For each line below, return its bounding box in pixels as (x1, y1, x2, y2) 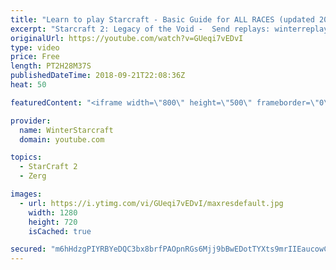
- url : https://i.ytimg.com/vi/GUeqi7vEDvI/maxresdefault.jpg (19, 198, 284, 208)
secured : (10, 244, 47, 255)
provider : (10, 116, 52, 126)
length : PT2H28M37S (10, 61, 92, 71)
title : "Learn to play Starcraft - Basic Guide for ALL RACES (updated (10, 14, 315, 25)
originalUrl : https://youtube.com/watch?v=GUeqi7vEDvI (10, 33, 244, 43)
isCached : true (28, 226, 92, 236)
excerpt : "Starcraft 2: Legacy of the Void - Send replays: (10, 24, 271, 34)
